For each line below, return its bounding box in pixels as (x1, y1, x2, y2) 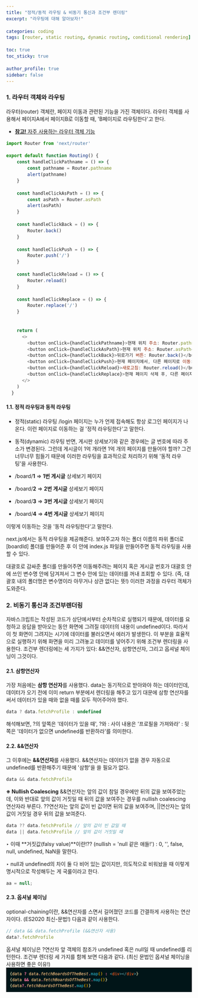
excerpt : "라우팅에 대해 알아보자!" (6, 15, 84, 22)
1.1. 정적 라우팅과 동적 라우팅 (6, 403, 71, 411)
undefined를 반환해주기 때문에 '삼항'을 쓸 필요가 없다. (6, 764, 130, 771)
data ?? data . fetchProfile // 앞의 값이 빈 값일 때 (6, 823, 126, 829)
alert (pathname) (27, 172, 67, 177)
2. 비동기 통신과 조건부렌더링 (6, 601, 83, 609)
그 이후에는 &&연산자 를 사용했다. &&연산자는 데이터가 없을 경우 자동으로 (6, 757, 171, 764)
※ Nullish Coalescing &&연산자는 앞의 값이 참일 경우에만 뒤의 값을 (6, 788, 161, 795)
